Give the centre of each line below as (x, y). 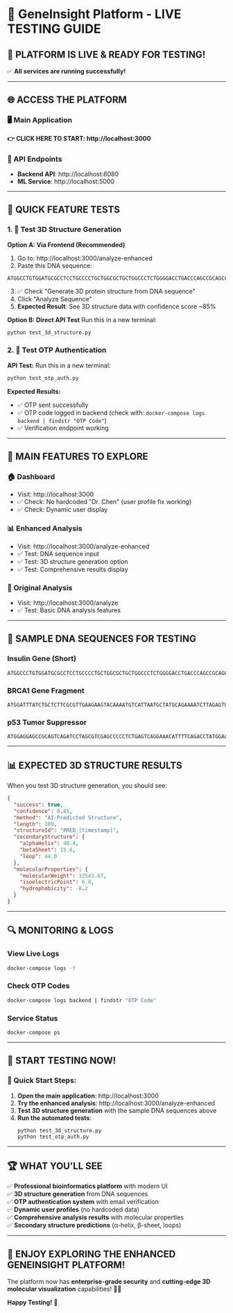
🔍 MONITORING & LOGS (60, 931)
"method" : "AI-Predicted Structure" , (68, 818)
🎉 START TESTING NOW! (62, 1061)
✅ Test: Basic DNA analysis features (69, 610)
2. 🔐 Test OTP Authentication (57, 350)
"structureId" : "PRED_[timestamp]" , (66, 830)
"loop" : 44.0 (38, 856)
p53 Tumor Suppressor (47, 722)
